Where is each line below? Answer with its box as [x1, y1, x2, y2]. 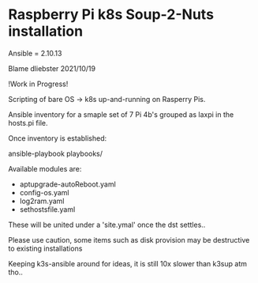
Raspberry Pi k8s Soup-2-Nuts [8, 6, 215, 24]
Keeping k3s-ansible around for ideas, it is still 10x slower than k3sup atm [8, 258, 247, 268]
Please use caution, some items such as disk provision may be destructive [8, 235, 250, 244]
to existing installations [8, 243, 83, 253]
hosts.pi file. [8, 118, 48, 127]
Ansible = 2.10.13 [8, 48, 62, 58]
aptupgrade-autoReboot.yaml [19, 179, 116, 189]
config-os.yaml [19, 187, 69, 197]
